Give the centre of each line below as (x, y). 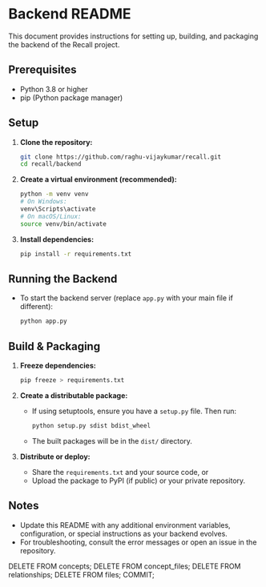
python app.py (43, 321)
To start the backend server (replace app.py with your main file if (127, 298)
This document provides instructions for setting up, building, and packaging (133, 36)
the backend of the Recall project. (64, 44)
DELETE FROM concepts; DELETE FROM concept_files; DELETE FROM (125, 566)
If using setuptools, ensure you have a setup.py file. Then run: (134, 411)
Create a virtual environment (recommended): (99, 179)
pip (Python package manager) (71, 98)
